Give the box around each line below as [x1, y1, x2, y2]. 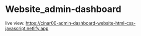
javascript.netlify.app [5, 25, 49, 31]
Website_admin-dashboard [5, 3, 121, 15]
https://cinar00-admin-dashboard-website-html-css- [26, 20, 136, 26]
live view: [5, 20, 25, 26]
